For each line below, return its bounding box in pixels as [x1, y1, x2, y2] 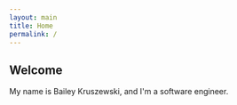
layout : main [9, 12, 58, 22]
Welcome [9, 62, 63, 77]
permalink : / [9, 29, 58, 38]
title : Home [9, 21, 53, 30]
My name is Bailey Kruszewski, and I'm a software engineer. [9, 86, 229, 97]
